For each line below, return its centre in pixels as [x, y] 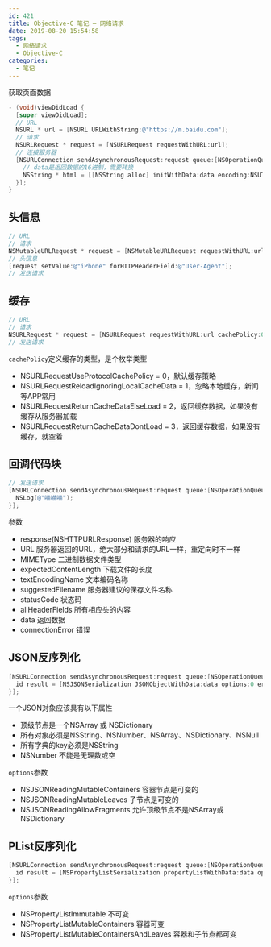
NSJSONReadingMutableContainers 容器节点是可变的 [109, 790]
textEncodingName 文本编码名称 [74, 579]
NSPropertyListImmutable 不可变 [75, 914]
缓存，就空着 [41, 436]
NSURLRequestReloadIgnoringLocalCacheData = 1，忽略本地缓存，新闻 [140, 386]
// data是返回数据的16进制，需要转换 [78, 167]
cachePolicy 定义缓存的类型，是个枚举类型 [78, 359]
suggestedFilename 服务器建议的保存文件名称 [96, 589]
